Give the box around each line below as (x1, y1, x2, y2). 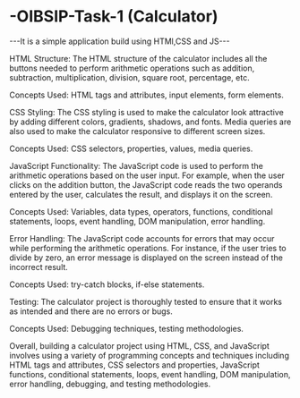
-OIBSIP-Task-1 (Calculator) (9, 6, 219, 27)
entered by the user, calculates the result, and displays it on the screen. (9, 189, 273, 199)
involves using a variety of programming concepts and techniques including (9, 350, 289, 360)
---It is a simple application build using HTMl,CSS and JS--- (9, 36, 230, 47)
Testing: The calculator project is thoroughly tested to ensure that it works (9, 296, 282, 307)
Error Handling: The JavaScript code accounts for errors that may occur (9, 233, 275, 243)
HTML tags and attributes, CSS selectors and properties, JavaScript (9, 360, 260, 370)
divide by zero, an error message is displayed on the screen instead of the (9, 252, 284, 263)
